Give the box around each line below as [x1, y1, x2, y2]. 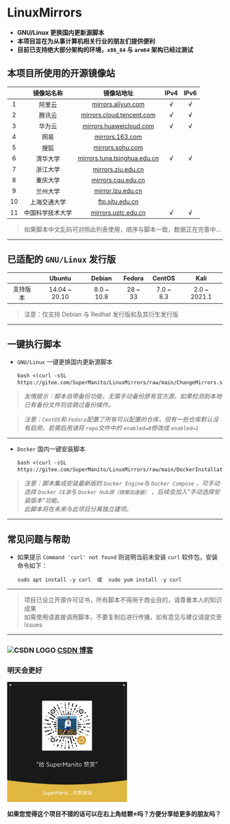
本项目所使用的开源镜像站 [7, 67, 115, 80]
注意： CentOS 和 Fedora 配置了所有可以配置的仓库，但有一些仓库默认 [23, 415, 213, 423]
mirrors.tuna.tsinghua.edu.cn [77, 154, 159, 163]
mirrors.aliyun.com [92, 100, 145, 108]
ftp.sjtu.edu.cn [98, 198, 139, 206]
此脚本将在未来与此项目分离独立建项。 [23, 505, 132, 513]
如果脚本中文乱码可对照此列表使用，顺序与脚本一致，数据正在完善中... [23, 225, 221, 233]
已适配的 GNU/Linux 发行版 [7, 253, 116, 265]
